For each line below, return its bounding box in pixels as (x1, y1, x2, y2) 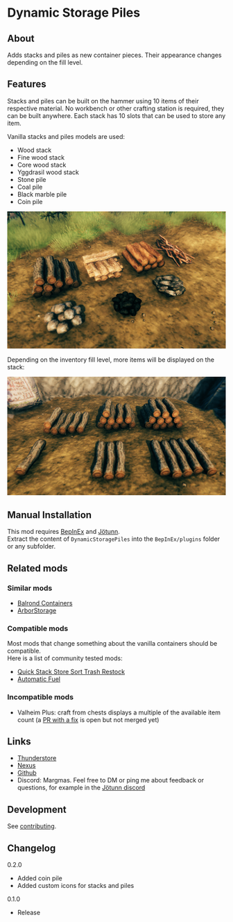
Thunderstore (17, 754, 57, 762)
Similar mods (7, 583, 53, 593)
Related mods (7, 562, 68, 574)
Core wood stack (17, 160, 67, 169)
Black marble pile (17, 190, 67, 199)
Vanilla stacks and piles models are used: (7, 132, 125, 140)
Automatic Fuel (17, 675, 61, 683)
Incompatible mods (7, 692, 74, 702)
